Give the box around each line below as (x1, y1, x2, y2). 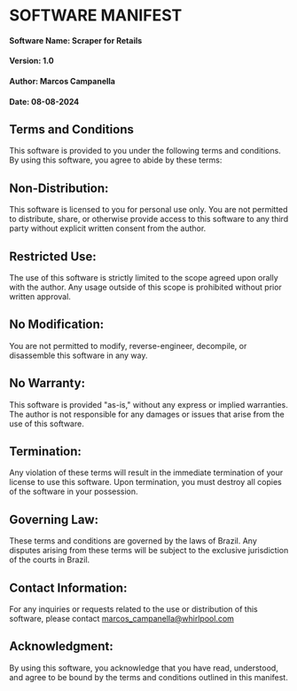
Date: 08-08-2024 (9, 96, 80, 107)
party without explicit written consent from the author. (9, 223, 207, 234)
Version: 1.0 (9, 55, 55, 67)
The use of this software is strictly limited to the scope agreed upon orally (9, 273, 279, 282)
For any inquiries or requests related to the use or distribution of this (9, 604, 259, 615)
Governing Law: (9, 512, 99, 527)
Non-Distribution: (9, 180, 109, 195)
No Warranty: (9, 376, 86, 391)
